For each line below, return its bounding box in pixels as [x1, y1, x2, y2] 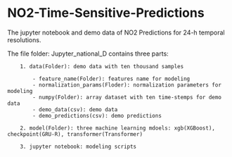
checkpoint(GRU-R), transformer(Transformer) [7, 130, 143, 138]
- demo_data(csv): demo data [32, 106, 118, 113]
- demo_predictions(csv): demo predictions [32, 112, 162, 119]
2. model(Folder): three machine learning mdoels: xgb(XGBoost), [20, 125, 216, 132]
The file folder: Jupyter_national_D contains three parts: [7, 49, 169, 58]
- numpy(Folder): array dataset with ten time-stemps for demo [32, 94, 221, 101]
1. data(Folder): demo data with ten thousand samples [20, 63, 184, 70]
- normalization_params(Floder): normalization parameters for [32, 81, 221, 89]
